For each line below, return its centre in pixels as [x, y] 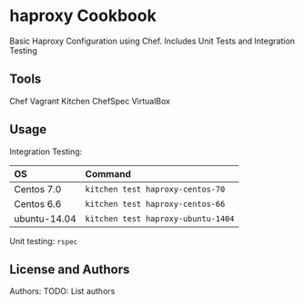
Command [108, 173]
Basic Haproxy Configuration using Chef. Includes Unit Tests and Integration [152, 41]
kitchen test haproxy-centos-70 [155, 189]
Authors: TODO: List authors [62, 291]
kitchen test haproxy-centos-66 [155, 204]
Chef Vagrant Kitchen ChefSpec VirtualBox [90, 101]
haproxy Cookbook [83, 16]
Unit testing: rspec [44, 240]
